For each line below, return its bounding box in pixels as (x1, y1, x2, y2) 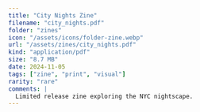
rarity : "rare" (8, 77, 59, 85)
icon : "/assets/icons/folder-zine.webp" (8, 33, 144, 42)
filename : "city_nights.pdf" (8, 19, 105, 27)
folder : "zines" (8, 26, 62, 34)
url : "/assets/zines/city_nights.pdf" (8, 41, 137, 49)
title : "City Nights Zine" (8, 11, 98, 20)
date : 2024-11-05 (8, 63, 66, 71)
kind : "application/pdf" (8, 48, 90, 56)
